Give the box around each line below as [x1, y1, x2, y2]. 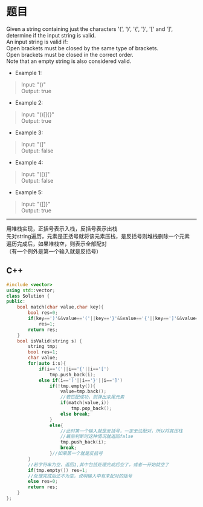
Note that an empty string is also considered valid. [6, 57, 132, 65]
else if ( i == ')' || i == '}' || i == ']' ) [38, 377, 123, 384]
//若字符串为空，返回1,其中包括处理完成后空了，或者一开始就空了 [28, 462, 169, 468]
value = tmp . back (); [60, 388, 107, 394]
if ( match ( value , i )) [60, 400, 110, 406]
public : [6, 298, 26, 305]
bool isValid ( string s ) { [17, 338, 83, 344]
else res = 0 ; [28, 479, 59, 485]
